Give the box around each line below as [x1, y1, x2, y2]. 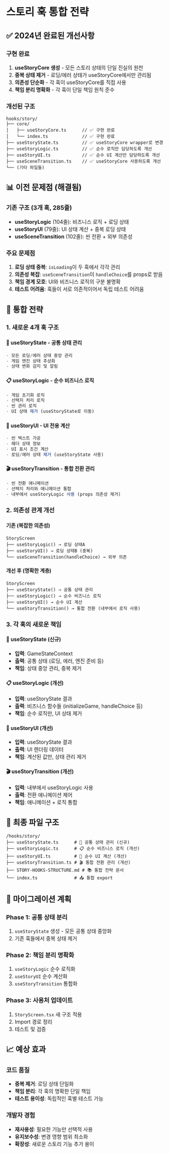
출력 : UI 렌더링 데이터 [14, 746, 64, 753]
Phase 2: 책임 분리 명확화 [6, 951, 74, 959]
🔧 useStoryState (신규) [6, 636, 61, 643]
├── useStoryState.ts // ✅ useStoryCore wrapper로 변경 [6, 140, 164, 146]
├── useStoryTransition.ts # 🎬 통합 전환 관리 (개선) [6, 860, 131, 866]
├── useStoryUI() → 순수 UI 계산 [6, 599, 83, 605]
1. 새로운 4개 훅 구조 [6, 324, 59, 332]
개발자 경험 [6, 1111, 36, 1120]
